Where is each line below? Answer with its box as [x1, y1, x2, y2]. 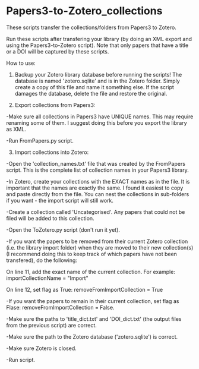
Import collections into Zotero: [14, 149, 89, 156]
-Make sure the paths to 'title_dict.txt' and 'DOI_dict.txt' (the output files [6, 315, 182, 322]
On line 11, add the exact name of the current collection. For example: [6, 268, 175, 275]
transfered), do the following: [6, 257, 77, 264]
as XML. [6, 125, 27, 133]
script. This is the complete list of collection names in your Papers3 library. [6, 166, 189, 174]
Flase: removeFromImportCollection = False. [6, 304, 115, 311]
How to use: [6, 59, 36, 67]
